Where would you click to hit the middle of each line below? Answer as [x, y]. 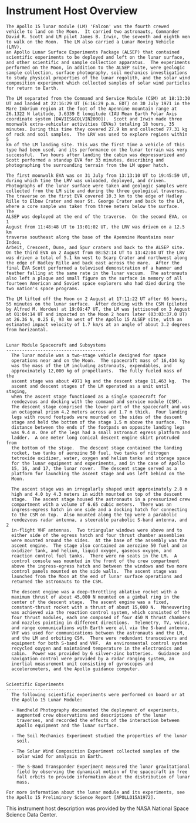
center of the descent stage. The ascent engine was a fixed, [90, 602]
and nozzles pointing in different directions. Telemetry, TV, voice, [101, 623]
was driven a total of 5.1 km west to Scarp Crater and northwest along [97, 258]
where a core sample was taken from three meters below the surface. [93, 206]
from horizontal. [27, 330]
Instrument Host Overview [72, 11]
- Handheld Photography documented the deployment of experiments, [96, 710]
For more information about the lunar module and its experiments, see [95, 792]
